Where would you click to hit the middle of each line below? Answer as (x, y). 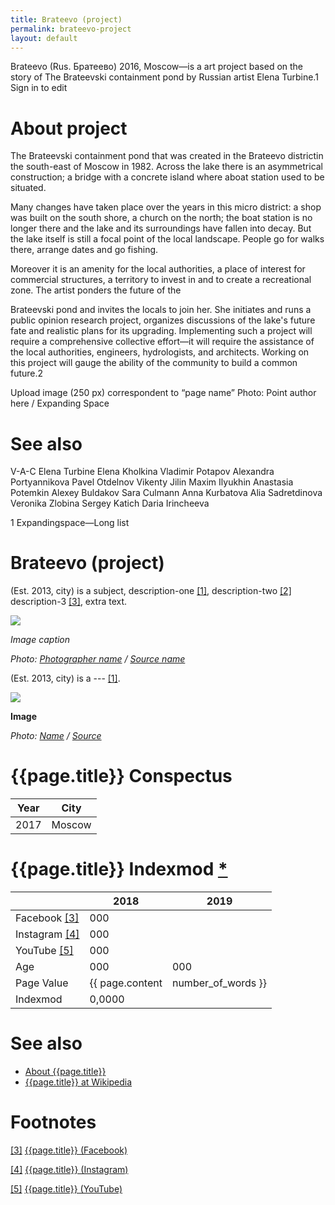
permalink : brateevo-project (71, 29)
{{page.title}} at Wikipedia (78, 1082)
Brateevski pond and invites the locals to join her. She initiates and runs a (161, 310)
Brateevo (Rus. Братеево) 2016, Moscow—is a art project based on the (157, 67)
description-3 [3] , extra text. (69, 602)
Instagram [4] (47, 934)
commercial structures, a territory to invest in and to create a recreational (161, 280)
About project (69, 128)
